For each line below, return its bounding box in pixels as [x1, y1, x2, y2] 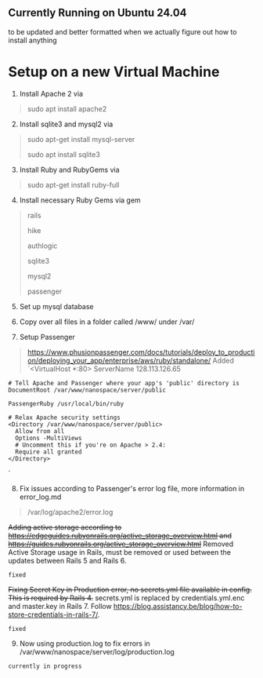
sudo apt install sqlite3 [27, 149, 100, 159]
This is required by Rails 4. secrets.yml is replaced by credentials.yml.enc [8, 592, 245, 603]
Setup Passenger [19, 332, 76, 341]
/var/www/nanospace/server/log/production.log [19, 647, 175, 656]
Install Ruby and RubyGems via [19, 165, 120, 174]
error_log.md [19, 492, 62, 501]
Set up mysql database [19, 301, 94, 311]
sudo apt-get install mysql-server [27, 134, 135, 144]
